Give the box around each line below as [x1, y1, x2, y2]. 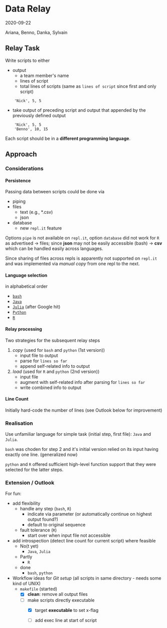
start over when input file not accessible [27, 532, 111, 538]
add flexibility [12, 500, 41, 506]
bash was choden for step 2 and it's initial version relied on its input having [5, 446, 159, 452]
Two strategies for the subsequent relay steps [5, 337, 100, 343]
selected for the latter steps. [5, 466, 64, 473]
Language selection [5, 272, 48, 278]
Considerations [5, 165, 44, 172]
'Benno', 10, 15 [14, 126, 49, 131]
